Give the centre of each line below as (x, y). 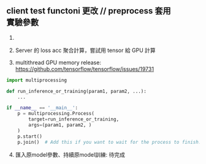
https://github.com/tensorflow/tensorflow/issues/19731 (85, 69)
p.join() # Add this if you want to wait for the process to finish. (109, 142)
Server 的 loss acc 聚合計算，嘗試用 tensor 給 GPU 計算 (86, 50)
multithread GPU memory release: (58, 62)
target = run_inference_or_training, (74, 119)
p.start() (30, 136)
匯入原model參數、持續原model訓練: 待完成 (70, 154)
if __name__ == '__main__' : (42, 108)
